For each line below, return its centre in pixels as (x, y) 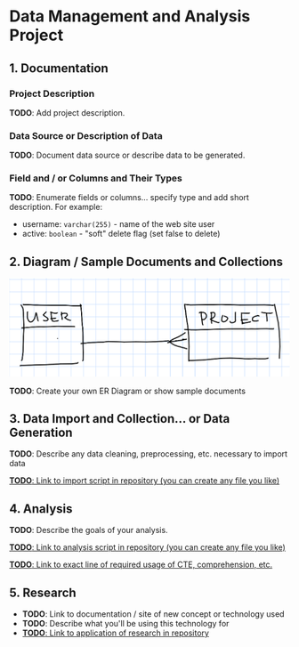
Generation (41, 433)
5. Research (43, 592)
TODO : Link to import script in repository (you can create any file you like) (145, 481)
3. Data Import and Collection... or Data (120, 419)
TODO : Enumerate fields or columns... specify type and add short (129, 198)
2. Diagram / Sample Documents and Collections (146, 261)
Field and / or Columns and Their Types (96, 178)
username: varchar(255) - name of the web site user (118, 224)
